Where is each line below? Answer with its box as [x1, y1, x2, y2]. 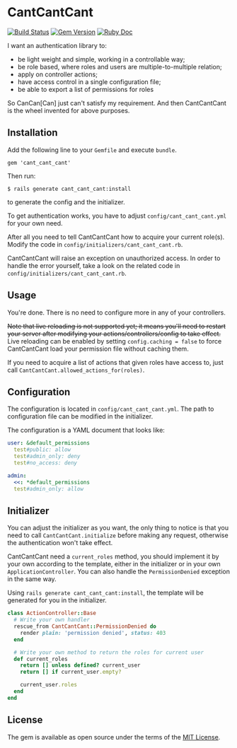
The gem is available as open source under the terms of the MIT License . [7, 732, 221, 741]
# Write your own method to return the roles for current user [13, 648, 204, 656]
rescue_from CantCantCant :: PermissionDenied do [13, 623, 157, 630]
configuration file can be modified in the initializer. [7, 412, 154, 421]
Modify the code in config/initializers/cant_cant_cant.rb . [7, 240, 183, 248]
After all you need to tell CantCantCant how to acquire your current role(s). [7, 233, 225, 241]
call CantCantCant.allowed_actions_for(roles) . [7, 366, 145, 374]
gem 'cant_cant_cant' [7, 159, 71, 166]
